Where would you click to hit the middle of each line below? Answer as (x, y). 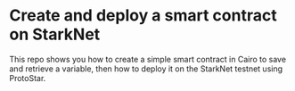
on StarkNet (55, 34)
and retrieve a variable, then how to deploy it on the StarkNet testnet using (146, 69)
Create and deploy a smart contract (143, 16)
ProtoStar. (28, 78)
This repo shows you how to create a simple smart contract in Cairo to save (148, 59)
